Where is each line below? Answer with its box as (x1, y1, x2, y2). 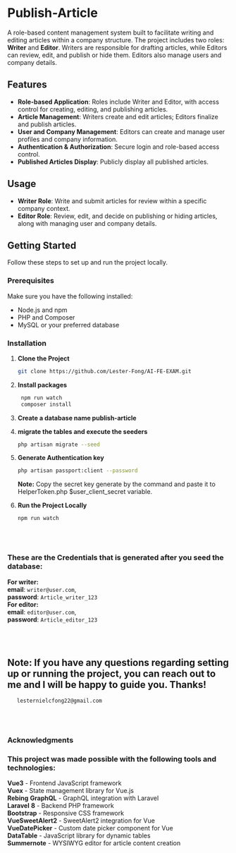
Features (7, 79, 47, 91)
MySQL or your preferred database (17, 320, 120, 329)
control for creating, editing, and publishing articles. (17, 104, 168, 114)
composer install (20, 401, 72, 408)
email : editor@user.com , (7, 607, 77, 616)
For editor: (7, 600, 39, 608)
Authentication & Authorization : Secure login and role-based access (17, 143, 220, 151)
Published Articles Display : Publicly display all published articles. (17, 157, 209, 166)
